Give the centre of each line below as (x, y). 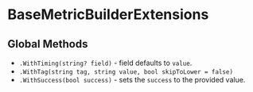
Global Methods (48, 44)
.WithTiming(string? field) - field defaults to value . (105, 63)
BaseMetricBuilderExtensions (108, 15)
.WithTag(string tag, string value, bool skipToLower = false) (126, 72)
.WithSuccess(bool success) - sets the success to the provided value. (132, 80)
